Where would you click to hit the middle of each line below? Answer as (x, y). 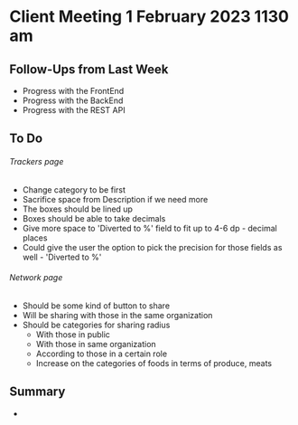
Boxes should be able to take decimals (94, 218)
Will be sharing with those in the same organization (117, 315)
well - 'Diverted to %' (62, 257)
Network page (36, 278)
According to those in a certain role (102, 354)
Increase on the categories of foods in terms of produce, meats (154, 363)
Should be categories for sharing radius (96, 325)
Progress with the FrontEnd (73, 91)
